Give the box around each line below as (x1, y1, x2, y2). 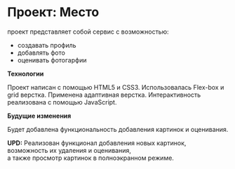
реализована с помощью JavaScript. (7, 97, 117, 106)
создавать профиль (17, 41, 76, 49)
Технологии (7, 69, 44, 78)
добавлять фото (17, 48, 65, 57)
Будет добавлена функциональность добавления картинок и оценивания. (7, 125, 229, 133)
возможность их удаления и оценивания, (7, 146, 132, 154)
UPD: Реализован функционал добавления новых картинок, (7, 138, 187, 147)
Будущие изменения (7, 111, 72, 120)
